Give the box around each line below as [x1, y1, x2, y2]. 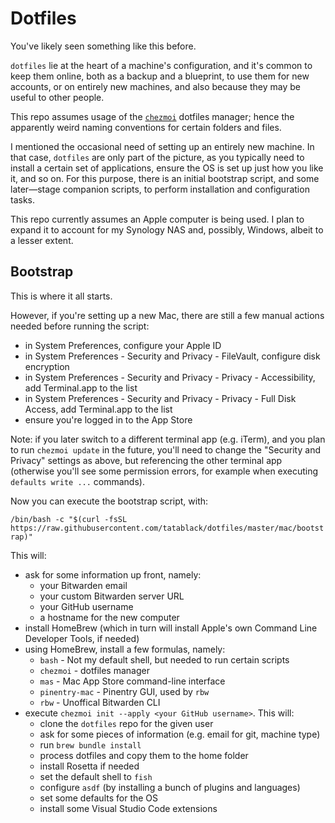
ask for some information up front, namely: [24, 568, 202, 581]
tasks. [10, 193, 36, 206]
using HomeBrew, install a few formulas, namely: [24, 643, 226, 655]
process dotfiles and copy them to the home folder [39, 749, 249, 761]
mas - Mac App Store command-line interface [39, 675, 226, 687]
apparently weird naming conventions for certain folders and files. [10, 121, 282, 133]
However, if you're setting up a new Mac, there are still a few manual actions [10, 309, 325, 321]
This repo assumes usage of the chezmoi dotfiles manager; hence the [10, 110, 295, 122]
